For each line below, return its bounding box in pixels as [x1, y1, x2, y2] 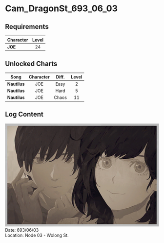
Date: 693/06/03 [5, 227, 39, 233]
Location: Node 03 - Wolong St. [5, 232, 69, 238]
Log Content [5, 110, 44, 119]
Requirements [5, 23, 49, 31]
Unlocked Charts [5, 59, 58, 68]
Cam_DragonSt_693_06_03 [5, 3, 118, 14]
